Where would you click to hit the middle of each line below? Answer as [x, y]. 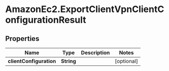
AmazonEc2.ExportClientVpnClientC [85, 9]
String [68, 61]
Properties [22, 39]
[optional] [127, 61]
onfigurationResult [46, 20]
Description [95, 53]
